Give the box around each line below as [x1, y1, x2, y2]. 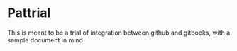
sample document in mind [7, 35, 84, 44]
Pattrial [7, 5, 51, 21]
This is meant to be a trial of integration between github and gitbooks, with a [7, 28, 231, 37]
